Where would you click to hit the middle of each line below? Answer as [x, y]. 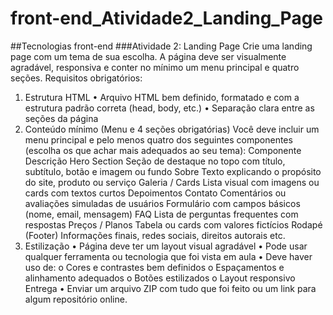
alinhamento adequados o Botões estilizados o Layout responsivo [160, 278]
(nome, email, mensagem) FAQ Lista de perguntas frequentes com [161, 214]
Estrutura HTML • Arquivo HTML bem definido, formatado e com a [162, 97]
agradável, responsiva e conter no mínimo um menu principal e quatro [155, 67]
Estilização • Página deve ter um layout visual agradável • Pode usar [166, 246]
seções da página [61, 118]
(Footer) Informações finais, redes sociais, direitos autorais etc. [155, 235]
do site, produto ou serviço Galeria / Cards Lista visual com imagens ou [172, 182]
